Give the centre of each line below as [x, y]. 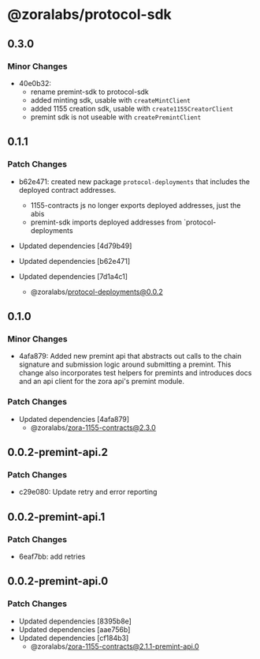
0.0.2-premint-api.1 [56, 516]
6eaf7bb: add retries [52, 556]
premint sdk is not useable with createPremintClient [116, 117]
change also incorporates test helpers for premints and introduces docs [135, 373]
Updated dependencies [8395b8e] [75, 621]
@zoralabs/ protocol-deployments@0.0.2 [97, 292]
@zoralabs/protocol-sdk [90, 15]
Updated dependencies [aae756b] [74, 629]
